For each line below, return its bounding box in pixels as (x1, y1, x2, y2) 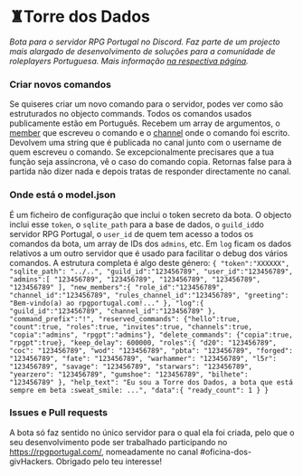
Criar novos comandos (9, 78, 111, 90)
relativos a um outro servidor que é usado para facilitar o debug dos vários (9, 247, 288, 259)
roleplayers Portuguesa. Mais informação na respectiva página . (9, 55, 249, 66)
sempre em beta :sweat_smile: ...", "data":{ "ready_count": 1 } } (9, 386, 270, 395)
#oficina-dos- (200, 446, 251, 457)
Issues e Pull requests (9, 406, 109, 419)
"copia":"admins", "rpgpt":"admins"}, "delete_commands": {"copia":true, (9, 330, 294, 339)
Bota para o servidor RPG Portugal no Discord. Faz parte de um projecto (9, 36, 280, 47)
